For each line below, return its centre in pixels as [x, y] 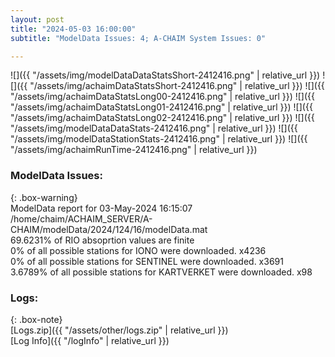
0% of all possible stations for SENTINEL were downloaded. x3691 [147, 261]
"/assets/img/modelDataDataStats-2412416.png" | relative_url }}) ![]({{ [154, 128]
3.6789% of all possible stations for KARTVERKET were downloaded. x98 [161, 272]
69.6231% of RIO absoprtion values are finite [102, 240]
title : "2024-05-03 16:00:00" [73, 29]
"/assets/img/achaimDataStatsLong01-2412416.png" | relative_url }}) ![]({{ [161, 107]
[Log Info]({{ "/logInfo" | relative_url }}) [90, 340]
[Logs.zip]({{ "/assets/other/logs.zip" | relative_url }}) [119, 330]
